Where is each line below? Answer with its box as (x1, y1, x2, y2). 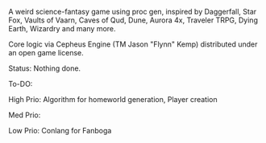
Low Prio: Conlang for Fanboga (8, 126, 112, 135)
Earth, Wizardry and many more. (8, 24, 116, 33)
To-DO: (8, 80, 33, 88)
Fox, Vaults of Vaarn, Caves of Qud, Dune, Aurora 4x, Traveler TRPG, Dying (8, 15, 258, 25)
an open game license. (8, 48, 85, 57)
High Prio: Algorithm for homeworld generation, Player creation (8, 95, 218, 104)
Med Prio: (8, 110, 41, 120)
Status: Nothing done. (8, 63, 81, 73)
